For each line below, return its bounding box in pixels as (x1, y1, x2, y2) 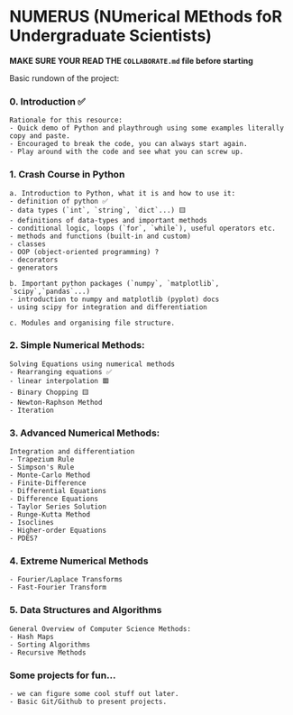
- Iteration (9, 406, 54, 415)
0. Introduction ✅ (9, 95, 86, 107)
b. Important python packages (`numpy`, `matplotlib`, (9, 279, 220, 288)
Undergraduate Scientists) (9, 25, 212, 46)
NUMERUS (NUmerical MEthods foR (9, 6, 282, 27)
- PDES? (9, 534, 39, 543)
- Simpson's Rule (9, 463, 75, 472)
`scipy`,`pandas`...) (9, 287, 91, 296)
